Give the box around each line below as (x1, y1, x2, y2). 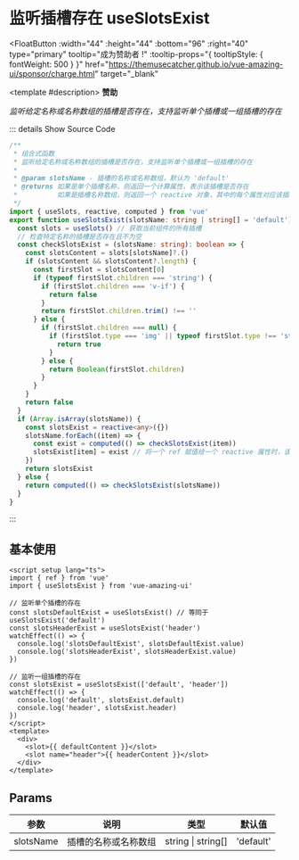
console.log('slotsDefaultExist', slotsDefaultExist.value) (17, 640, 245, 649)
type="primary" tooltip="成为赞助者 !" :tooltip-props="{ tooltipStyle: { (9, 48, 264, 59)
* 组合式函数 (12, 149, 55, 158)
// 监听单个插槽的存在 (9, 599, 82, 608)
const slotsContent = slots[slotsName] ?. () (25, 249, 190, 258)
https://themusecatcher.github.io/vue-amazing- (108, 59, 284, 70)
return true (56, 340, 101, 349)
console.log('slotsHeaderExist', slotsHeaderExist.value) (17, 648, 238, 657)
